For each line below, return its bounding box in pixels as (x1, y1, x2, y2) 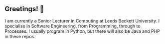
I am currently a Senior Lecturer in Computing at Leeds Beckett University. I (4, 18, 160, 23)
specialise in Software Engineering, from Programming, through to (4, 23, 141, 29)
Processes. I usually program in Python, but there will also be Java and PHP (4, 28, 160, 34)
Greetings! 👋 (4, 5, 44, 13)
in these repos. (4, 33, 35, 39)
